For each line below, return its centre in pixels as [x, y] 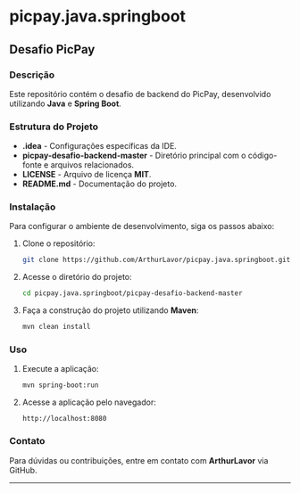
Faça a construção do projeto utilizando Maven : [110, 310]
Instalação [33, 207]
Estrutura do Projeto [54, 127]
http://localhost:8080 [64, 419]
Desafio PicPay [52, 49]
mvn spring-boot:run [60, 385]
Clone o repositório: [58, 243]
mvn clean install [56, 327]
